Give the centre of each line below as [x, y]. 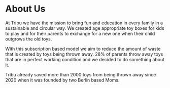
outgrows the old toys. [29, 39]
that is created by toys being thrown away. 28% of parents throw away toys [84, 54]
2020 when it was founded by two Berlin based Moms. [62, 80]
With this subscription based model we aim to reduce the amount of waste [83, 49]
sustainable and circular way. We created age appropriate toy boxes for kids [85, 28]
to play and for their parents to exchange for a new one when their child [80, 33]
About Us [25, 9]
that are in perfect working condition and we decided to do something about [85, 59]
